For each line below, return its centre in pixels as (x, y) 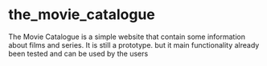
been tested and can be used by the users (78, 53)
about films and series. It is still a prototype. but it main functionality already (134, 45)
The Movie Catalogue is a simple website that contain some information (127, 37)
